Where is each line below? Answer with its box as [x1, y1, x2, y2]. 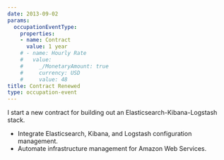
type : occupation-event [7, 89, 78, 96]
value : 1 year [25, 43, 69, 50]
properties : [20, 30, 55, 37]
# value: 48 [20, 75, 69, 83]
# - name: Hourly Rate [20, 50, 87, 57]
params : [7, 17, 30, 24]
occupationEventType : [13, 23, 78, 30]
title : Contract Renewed [7, 82, 81, 90]
